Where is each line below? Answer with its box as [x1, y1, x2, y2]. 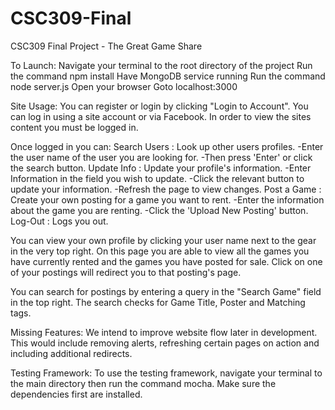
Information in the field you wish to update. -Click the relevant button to [10, 172, 305, 184]
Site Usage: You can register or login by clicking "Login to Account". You [10, 100, 309, 112]
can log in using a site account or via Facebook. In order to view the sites [10, 110, 312, 122]
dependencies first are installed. [10, 388, 143, 400]
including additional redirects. [10, 347, 133, 359]
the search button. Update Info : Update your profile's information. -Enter [10, 162, 312, 174]
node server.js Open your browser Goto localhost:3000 [10, 80, 238, 92]
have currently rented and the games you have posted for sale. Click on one [10, 255, 323, 267]
